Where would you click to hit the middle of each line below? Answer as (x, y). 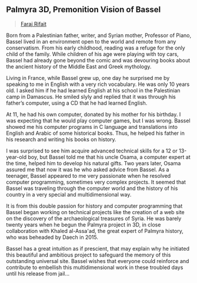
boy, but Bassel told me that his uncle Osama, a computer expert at (109, 157)
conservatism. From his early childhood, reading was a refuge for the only (96, 48)
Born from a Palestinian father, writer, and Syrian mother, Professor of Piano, (99, 35)
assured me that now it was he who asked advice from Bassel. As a (88, 169)
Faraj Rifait (34, 24)
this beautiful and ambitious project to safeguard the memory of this (89, 255)
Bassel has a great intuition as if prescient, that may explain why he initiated (98, 248)
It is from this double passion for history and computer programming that (94, 206)
